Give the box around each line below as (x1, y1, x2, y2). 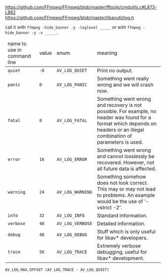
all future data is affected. (97, 165, 157, 172)
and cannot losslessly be (97, 153, 155, 159)
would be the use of (97, 198, 143, 204)
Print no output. (97, 67, 133, 74)
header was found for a (97, 114, 152, 120)
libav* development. (97, 255, 145, 261)
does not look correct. (97, 180, 148, 186)
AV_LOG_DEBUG (56, 232, 87, 237)
